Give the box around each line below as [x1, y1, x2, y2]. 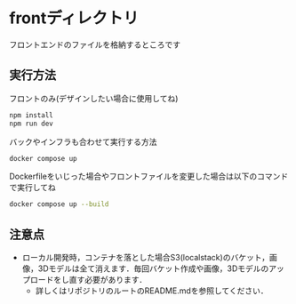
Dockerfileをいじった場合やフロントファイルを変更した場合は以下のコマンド [9, 171, 289, 182]
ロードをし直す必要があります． [29, 275, 148, 285]
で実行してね [9, 182, 56, 193]
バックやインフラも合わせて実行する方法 [9, 136, 157, 147]
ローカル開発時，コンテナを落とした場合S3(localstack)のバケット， [21, 252, 269, 263]
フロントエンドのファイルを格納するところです [9, 39, 180, 50]
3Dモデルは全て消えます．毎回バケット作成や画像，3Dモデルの [37, 263, 269, 274]
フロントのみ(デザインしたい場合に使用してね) [9, 92, 179, 103]
